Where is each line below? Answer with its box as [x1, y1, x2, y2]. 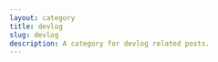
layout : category [9, 13, 76, 23]
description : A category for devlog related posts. [9, 38, 210, 48]
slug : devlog [9, 30, 59, 39]
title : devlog [9, 22, 64, 31]
